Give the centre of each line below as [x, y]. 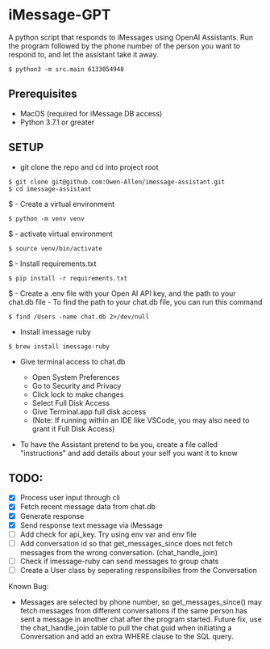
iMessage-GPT [60, 15]
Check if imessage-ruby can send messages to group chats [119, 561]
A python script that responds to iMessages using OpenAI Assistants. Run [131, 37]
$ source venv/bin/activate [56, 248]
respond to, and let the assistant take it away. [83, 54]
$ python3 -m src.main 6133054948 [66, 69]
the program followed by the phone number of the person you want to [124, 45]
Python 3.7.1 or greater [57, 122]
